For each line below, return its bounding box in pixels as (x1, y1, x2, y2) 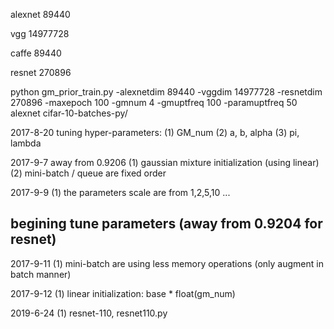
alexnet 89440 (10, 9, 71, 20)
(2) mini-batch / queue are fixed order (10, 167, 167, 179)
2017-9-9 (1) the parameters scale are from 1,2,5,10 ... (10, 187, 231, 198)
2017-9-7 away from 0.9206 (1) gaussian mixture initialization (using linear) (10, 157, 320, 168)
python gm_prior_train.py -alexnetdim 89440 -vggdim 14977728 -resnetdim (10, 86, 323, 98)
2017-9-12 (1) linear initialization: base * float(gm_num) (10, 287, 236, 299)
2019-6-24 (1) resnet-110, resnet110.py (10, 307, 168, 319)
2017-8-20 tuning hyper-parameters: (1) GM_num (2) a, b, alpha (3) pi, (10, 127, 300, 138)
